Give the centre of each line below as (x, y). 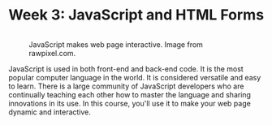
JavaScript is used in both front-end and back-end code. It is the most (126, 69)
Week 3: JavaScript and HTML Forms (136, 15)
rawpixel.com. (52, 53)
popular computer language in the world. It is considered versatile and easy (135, 77)
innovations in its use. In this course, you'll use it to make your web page (130, 103)
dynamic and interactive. (50, 112)
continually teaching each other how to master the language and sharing (130, 94)
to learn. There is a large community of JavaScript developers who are (126, 86)
